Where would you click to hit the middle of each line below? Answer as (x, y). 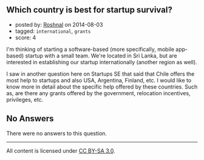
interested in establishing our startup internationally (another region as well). (102, 62)
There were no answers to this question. (57, 133)
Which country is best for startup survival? (90, 10)
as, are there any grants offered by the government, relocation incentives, (98, 93)
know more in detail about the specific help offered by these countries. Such (102, 87)
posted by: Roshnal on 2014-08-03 (59, 24)
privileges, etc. (25, 99)
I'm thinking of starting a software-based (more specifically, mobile (90, 49)
